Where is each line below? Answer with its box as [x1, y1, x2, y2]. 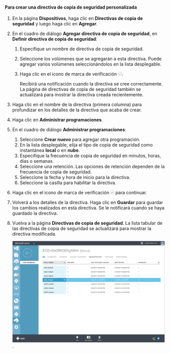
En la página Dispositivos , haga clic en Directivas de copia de [12, 15, 143, 21]
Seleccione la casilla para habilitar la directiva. [19, 180, 117, 186]
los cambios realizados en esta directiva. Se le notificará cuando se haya [12, 205, 165, 211]
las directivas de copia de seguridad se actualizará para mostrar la [12, 225, 152, 231]
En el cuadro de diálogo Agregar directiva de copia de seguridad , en [12, 31, 158, 37]
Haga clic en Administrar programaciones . [12, 117, 103, 123]
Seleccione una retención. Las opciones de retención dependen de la [19, 163, 165, 170]
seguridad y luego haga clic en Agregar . [12, 21, 98, 27]
